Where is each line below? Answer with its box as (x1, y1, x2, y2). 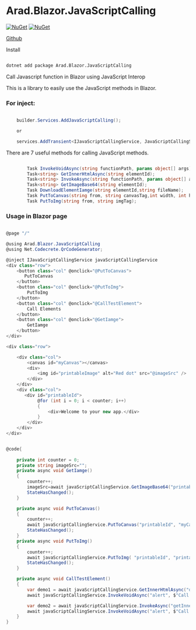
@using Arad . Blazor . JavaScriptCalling (6, 241, 100, 247)
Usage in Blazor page (6, 212, 68, 220)
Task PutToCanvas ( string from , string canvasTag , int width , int (27, 193, 187, 199)
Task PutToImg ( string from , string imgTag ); (27, 198, 137, 204)
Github (6, 35, 22, 42)
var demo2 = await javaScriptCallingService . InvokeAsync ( (27, 603, 171, 609)
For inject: (6, 99, 36, 107)
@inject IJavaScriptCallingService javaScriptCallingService (6, 257, 158, 263)
